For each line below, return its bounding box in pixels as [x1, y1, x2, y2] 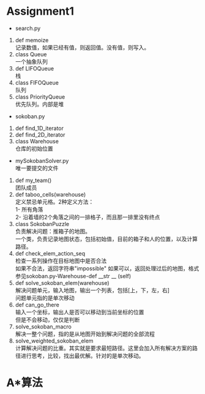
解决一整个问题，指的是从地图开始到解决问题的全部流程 [15, 330, 155, 338]
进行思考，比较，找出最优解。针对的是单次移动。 [20, 352, 144, 359]
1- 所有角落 [15, 205, 43, 213]
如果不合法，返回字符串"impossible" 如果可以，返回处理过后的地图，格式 [15, 265, 199, 272]
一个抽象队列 [15, 58, 48, 65]
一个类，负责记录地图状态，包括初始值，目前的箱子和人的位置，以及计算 [15, 235, 198, 243]
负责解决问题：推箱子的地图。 [15, 227, 91, 235]
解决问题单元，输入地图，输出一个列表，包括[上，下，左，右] [15, 286, 170, 294]
